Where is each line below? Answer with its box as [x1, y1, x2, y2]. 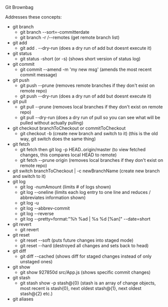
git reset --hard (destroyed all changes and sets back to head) [20, 243, 149, 248]
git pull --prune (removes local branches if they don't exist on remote [20, 104, 163, 110]
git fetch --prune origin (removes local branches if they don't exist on [20, 157, 163, 163]
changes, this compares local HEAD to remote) [20, 152, 117, 158]
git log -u [20, 200, 39, 206]
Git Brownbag [5, 5, 34, 10]
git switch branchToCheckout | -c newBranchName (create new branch [12, 168, 160, 174]
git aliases [12, 296, 34, 302]
